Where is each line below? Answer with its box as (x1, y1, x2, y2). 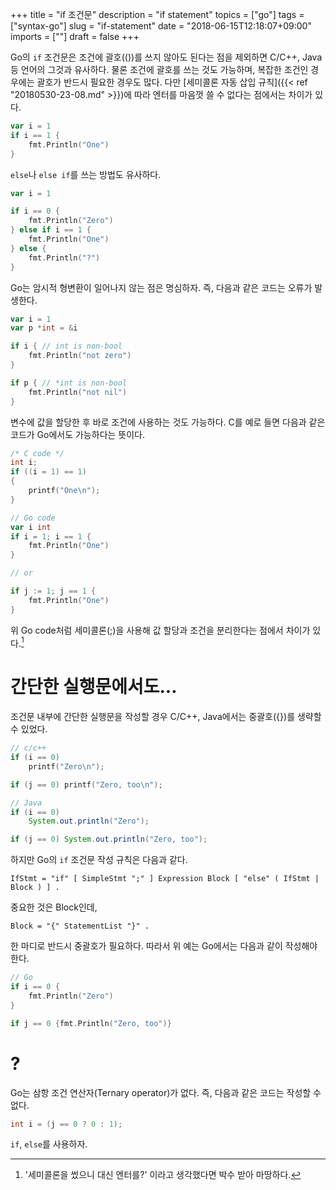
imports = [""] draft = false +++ (10, 31, 140, 42)
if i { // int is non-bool (10, 341, 123, 352)
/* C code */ (10, 448, 65, 458)
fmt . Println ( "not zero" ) (28, 351, 132, 361)
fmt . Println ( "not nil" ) (28, 387, 128, 397)
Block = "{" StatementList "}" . (10, 921, 150, 932)
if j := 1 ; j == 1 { (10, 586, 97, 596)
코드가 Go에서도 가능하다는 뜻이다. (10, 428, 146, 440)
